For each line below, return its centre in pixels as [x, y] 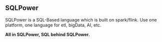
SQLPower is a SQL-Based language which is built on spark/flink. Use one [81, 20]
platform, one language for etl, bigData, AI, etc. [53, 25]
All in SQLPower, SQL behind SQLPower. [48, 34]
